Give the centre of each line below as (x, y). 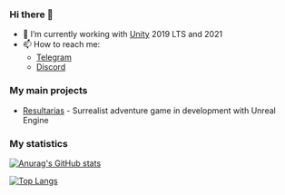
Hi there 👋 (32, 15)
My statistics (39, 143)
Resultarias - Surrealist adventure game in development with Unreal (149, 110)
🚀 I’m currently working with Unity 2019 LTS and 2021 (123, 34)
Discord (51, 67)
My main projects (49, 91)
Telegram (54, 57)
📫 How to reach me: (61, 44)
